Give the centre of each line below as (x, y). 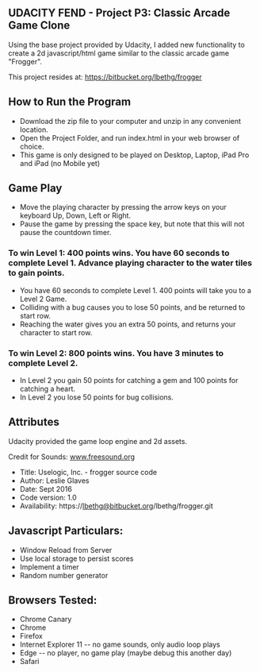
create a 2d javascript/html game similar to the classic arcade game (119, 53)
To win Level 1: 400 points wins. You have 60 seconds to (119, 253)
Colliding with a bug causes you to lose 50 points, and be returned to (132, 307)
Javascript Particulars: (66, 531)
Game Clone (39, 26)
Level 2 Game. (43, 299)
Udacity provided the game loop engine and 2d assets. (98, 441)
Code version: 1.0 (48, 497)
